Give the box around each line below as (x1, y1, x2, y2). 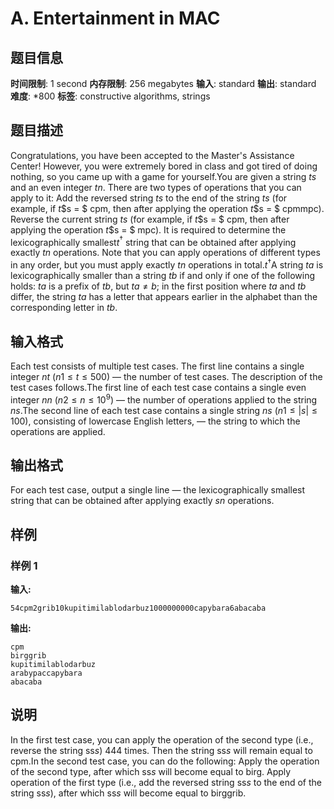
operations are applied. (10, 425, 106, 437)
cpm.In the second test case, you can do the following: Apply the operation (10, 755, 320, 767)
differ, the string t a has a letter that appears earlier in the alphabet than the (10, 291, 318, 303)
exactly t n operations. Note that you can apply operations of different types (10, 247, 321, 259)
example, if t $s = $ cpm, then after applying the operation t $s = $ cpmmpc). (10, 202, 325, 214)
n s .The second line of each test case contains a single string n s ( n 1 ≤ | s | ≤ (10, 404, 318, 416)
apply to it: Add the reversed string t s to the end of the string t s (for (10, 192, 288, 204)
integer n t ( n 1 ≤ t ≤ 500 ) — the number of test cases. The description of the (10, 370, 323, 382)
